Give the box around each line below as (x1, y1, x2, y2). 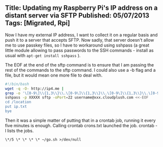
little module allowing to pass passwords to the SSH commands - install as (5, 47, 154, 53)
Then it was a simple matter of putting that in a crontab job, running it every (5, 117, 156, 123)
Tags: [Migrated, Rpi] (5, 19, 70, 27)
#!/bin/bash (5, 82, 29, 86)
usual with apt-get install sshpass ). (5, 52, 81, 58)
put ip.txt (5, 104, 27, 109)
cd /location (5, 99, 32, 105)
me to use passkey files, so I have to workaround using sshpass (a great (5, 42, 149, 48)
